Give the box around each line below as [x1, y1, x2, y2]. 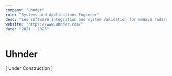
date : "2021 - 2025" [5, 27, 50, 32]
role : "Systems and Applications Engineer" [5, 12, 100, 17]
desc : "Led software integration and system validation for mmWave [5, 17, 153, 22]
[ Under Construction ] [5, 65, 53, 71]
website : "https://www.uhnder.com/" [5, 21, 83, 27]
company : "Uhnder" [5, 7, 45, 13]
